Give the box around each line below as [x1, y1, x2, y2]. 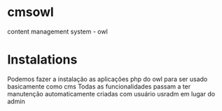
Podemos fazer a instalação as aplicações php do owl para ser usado [7, 75, 208, 83]
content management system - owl [7, 27, 109, 36]
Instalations [7, 52, 78, 68]
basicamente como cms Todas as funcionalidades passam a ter [7, 82, 191, 91]
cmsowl [7, 4, 54, 20]
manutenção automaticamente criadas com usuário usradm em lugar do [7, 89, 216, 98]
